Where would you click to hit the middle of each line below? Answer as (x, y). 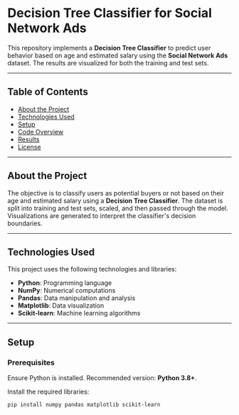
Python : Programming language (65, 283)
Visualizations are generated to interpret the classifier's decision (102, 215)
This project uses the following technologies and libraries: (92, 269)
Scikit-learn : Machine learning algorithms (79, 313)
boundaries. (25, 223)
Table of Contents (48, 92)
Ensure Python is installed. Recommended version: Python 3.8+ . (102, 378)
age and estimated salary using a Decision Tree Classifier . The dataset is (115, 200)
